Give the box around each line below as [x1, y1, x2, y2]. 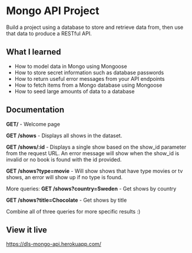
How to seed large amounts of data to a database [14, 87, 135, 95]
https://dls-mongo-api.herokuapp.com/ [6, 241, 102, 248]
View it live [6, 225, 47, 235]
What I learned [6, 47, 61, 57]
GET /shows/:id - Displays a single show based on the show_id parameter [6, 143, 187, 150]
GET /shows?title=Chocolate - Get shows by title [6, 196, 127, 203]
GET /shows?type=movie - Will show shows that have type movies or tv [6, 167, 183, 175]
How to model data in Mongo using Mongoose [14, 63, 128, 70]
